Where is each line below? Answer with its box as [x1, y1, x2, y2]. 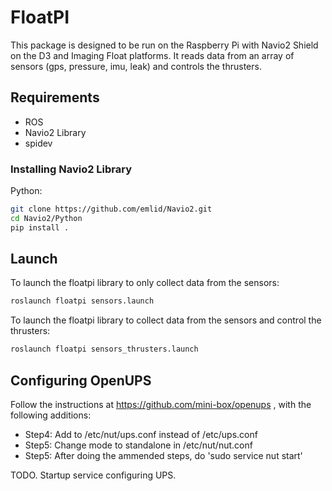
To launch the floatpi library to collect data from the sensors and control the [10, 314, 322, 326]
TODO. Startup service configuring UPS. [10, 469, 177, 481]
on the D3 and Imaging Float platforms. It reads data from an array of [10, 49, 295, 61]
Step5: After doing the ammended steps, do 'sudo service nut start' [24, 450, 303, 462]
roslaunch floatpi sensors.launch [10, 296, 155, 306]
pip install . [10, 222, 70, 233]
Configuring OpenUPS [10, 372, 152, 389]
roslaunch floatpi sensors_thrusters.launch [10, 344, 199, 355]
